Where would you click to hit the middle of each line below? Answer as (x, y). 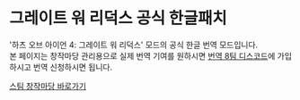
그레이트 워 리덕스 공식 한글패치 (118, 18)
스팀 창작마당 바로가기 (48, 86)
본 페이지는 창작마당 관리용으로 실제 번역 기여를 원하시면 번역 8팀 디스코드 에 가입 (150, 55)
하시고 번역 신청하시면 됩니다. (61, 67)
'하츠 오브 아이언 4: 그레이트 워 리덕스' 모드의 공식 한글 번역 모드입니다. (134, 45)
